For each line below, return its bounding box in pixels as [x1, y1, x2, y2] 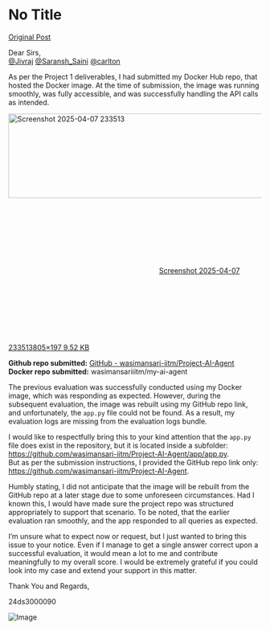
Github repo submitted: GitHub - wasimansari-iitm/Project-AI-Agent [8, 358, 235, 367]
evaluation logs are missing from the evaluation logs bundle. [8, 416, 207, 426]
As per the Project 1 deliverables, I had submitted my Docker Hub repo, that [8, 72, 258, 81]
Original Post [8, 32, 51, 42]
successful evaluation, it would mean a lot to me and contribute [8, 548, 219, 558]
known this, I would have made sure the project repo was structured [8, 498, 235, 508]
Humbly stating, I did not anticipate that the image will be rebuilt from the [8, 481, 250, 491]
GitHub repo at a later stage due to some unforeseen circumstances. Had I [8, 490, 255, 500]
